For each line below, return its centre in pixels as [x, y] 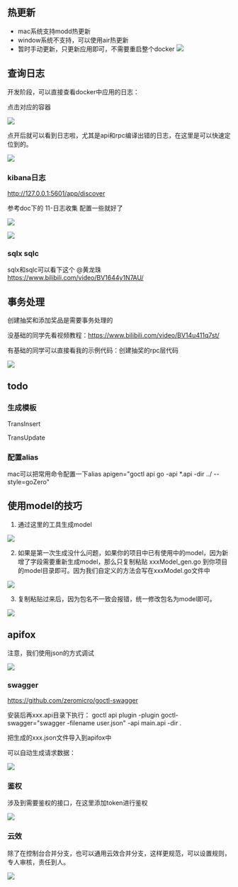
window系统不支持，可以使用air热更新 [73, 40]
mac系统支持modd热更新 [54, 31]
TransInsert [24, 423]
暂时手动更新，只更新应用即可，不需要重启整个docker [96, 49]
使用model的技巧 [45, 506]
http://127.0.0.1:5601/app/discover [56, 193]
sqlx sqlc [23, 253]
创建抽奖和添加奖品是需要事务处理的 [60, 320]
